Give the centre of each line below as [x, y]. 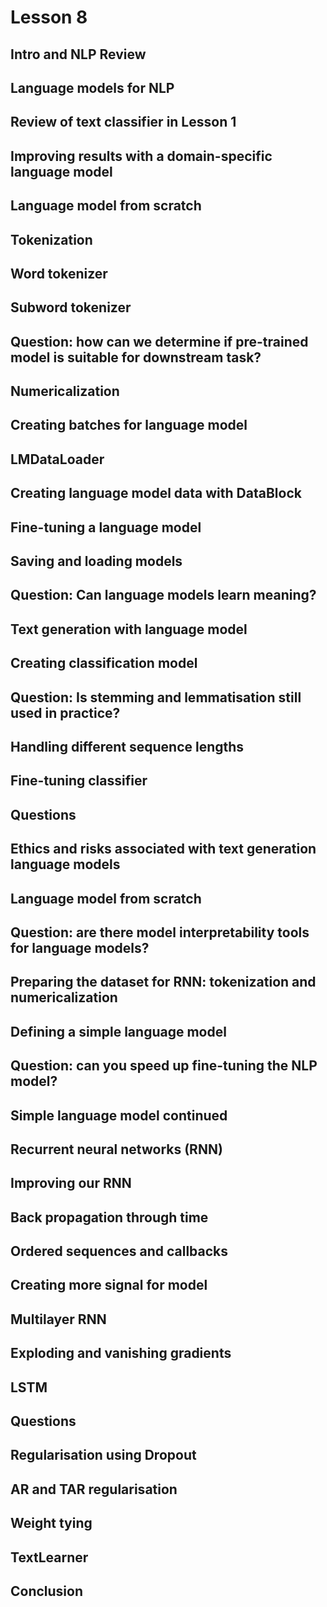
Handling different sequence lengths [127, 747]
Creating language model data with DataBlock [156, 493]
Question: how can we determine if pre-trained [159, 341]
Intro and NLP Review [78, 54]
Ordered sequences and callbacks [119, 1251]
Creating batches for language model [129, 425]
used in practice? [65, 712]
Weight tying [51, 1523]
